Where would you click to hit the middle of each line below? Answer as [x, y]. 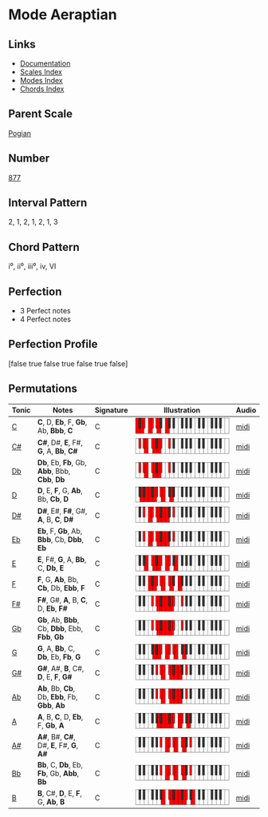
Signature [111, 410]
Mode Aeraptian [63, 15]
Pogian [20, 133]
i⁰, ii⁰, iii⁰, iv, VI [32, 266]
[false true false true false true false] [68, 363]
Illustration [182, 410]
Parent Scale [41, 114]
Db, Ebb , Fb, [57, 697]
